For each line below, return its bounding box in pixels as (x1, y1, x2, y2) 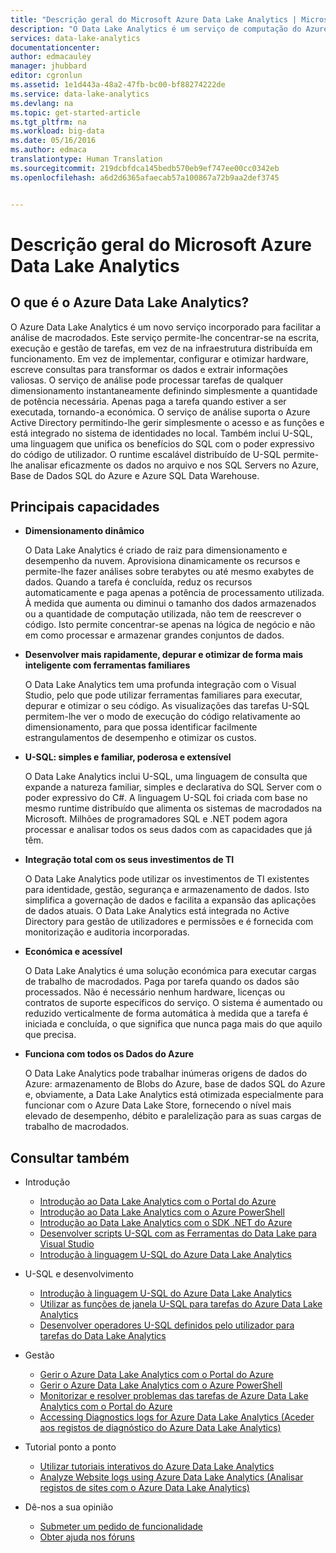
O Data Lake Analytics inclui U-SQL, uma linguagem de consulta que (24, 771, 308, 783)
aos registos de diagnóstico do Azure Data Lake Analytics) (39, 1422, 282, 1434)
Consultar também (10, 1149, 130, 1166)
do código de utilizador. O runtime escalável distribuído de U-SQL (10, 448, 282, 460)
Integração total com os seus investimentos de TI (24, 854, 235, 866)
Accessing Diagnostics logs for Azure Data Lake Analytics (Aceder (39, 1411, 315, 1423)
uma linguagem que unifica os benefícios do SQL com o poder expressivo (10, 437, 315, 450)
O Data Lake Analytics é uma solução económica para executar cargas (24, 965, 317, 977)
